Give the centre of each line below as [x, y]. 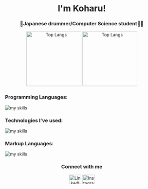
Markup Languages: [29, 144]
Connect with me [82, 167]
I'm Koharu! [82, 9]
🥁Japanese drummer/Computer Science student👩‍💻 [82, 24]
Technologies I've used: [34, 120]
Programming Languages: [37, 97]
